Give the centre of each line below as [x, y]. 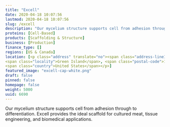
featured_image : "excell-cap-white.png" [49, 71]
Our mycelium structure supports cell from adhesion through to [71, 108]
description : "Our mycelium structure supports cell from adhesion [78, 29]
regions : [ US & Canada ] [30, 52]
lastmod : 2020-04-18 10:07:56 [37, 19]
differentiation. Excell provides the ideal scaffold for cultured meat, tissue [81, 114]
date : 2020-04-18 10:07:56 [34, 15]
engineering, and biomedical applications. [49, 119]
